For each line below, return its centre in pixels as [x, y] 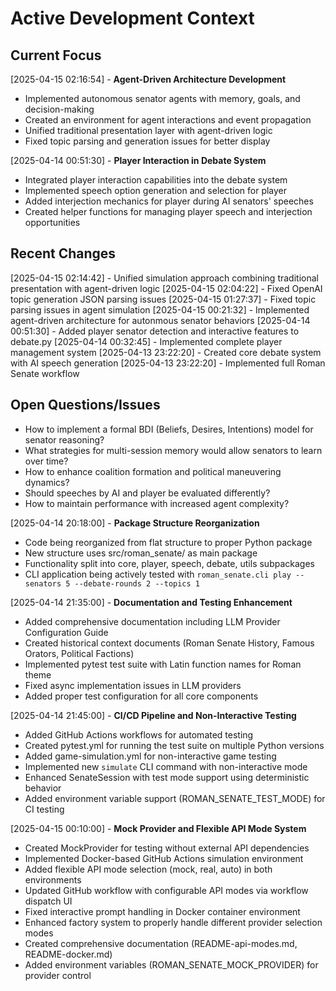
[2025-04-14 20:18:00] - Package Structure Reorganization [135, 523]
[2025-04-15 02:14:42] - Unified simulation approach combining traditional [164, 278]
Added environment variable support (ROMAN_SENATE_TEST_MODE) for [175, 798]
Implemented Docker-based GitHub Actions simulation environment [164, 858]
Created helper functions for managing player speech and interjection [168, 211]
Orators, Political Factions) [79, 653]
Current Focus [56, 55]
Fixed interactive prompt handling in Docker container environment [162, 911]
